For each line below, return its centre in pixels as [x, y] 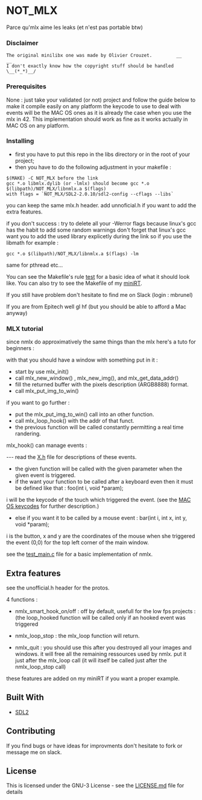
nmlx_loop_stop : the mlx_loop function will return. [77, 636]
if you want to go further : [38, 403]
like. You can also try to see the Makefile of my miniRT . [74, 283]
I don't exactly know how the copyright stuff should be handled [90, 66]
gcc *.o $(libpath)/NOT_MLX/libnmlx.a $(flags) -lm [72, 254]
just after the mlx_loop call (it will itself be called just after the [91, 660]
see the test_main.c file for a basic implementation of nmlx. [79, 554]
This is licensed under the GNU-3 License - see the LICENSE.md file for [95, 785]
